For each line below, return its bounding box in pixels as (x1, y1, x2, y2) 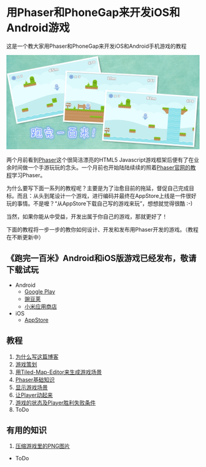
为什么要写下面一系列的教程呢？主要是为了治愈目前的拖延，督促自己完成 (6, 184, 189, 192)
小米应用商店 (24, 303, 57, 310)
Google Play (24, 287, 55, 295)
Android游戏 (6, 21, 71, 35)
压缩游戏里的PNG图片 (15, 442, 71, 450)
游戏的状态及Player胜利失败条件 (15, 399, 96, 406)
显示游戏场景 (15, 384, 48, 391)
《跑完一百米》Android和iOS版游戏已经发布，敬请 (6, 253, 197, 264)
